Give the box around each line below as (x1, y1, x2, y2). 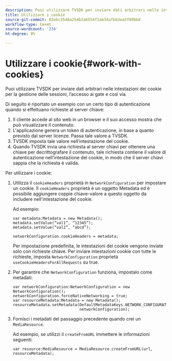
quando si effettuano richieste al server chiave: (5, 106, 105, 113)
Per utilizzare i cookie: (5, 169, 52, 176)
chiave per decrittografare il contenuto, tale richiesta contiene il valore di (12, 149, 166, 155)
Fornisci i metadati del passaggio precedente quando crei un (12, 315, 141, 322)
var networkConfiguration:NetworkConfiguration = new (12, 284, 130, 289)
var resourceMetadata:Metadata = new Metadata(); (12, 298, 121, 303)
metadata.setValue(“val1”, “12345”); (12, 220, 94, 225)
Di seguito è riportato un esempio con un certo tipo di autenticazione (5, 101, 150, 107)
